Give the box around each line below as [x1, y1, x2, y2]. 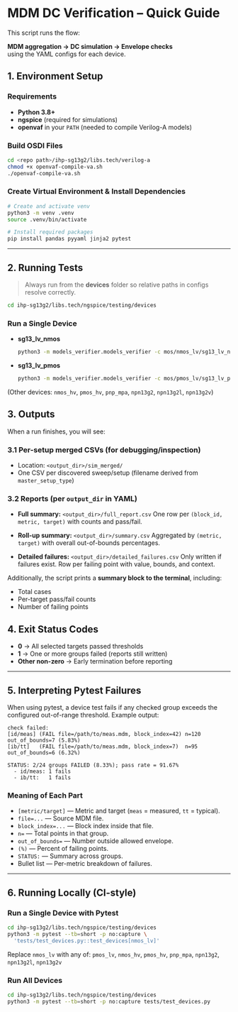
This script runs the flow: [7, 28, 80, 37]
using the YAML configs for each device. [7, 50, 126, 58]
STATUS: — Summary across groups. [17, 852, 124, 860]
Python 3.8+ [17, 108, 55, 116]
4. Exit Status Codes [7, 623, 99, 635]
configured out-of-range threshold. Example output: [7, 710, 159, 719]
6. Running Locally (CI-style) [7, 886, 137, 898]
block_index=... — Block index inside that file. [17, 822, 154, 830]
